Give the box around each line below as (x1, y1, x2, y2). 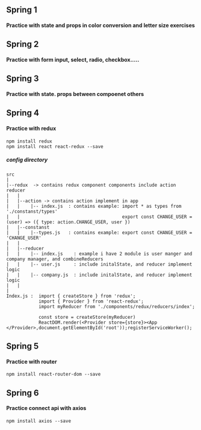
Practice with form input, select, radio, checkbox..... (6, 56, 140, 63)
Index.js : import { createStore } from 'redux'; (6, 293, 136, 299)
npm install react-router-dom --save (6, 371, 101, 377)
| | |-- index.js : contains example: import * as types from (6, 203, 182, 209)
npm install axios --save (6, 418, 71, 424)
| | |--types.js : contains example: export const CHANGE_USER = (6, 229, 193, 236)
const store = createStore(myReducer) (38, 314, 136, 320)
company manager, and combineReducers (6, 256, 104, 262)
